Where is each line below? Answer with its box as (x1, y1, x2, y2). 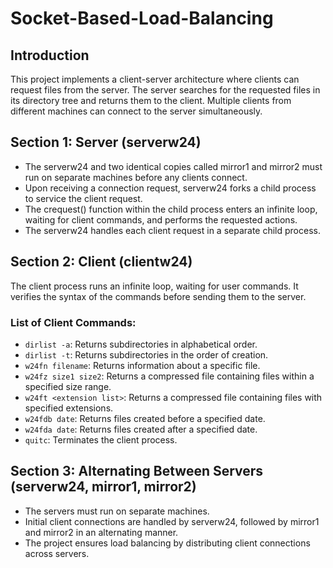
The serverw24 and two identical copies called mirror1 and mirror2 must (24, 160, 323, 172)
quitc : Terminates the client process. (24, 433, 178, 446)
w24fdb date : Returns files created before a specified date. (24, 412, 266, 424)
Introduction (10, 47, 90, 64)
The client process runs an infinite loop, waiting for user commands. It (10, 280, 299, 292)
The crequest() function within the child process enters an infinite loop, (24, 203, 318, 215)
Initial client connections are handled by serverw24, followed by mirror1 (24, 515, 320, 527)
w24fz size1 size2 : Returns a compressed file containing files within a (24, 370, 315, 382)
